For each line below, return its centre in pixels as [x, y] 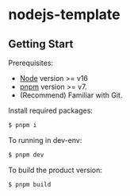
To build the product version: [55, 170]
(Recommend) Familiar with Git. [71, 95]
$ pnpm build [30, 184]
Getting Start [41, 44]
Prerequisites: [31, 63]
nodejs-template [64, 15]
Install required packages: [51, 110]
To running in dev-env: [45, 140]
